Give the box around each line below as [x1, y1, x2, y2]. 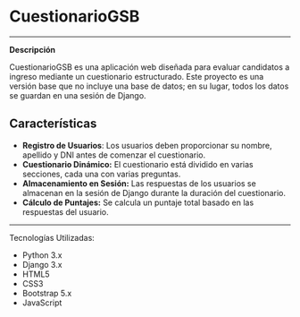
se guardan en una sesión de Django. [9, 90, 146, 100]
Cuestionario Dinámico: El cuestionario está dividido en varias [21, 158, 254, 169]
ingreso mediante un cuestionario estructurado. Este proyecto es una [9, 71, 264, 81]
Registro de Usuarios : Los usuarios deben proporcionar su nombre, [21, 140, 272, 150]
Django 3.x [21, 259, 62, 270]
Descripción [9, 44, 56, 55]
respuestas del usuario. [21, 206, 109, 217]
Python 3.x [21, 249, 62, 261]
